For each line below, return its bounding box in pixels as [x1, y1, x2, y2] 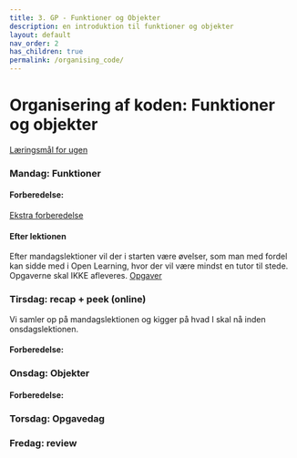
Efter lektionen [9, 230, 67, 241]
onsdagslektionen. [9, 323, 79, 334]
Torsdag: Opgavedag [9, 412, 105, 424]
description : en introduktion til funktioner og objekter [9, 22, 234, 31]
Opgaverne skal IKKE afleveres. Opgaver [9, 270, 162, 281]
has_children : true [9, 47, 84, 56]
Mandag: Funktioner [9, 167, 102, 179]
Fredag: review [9, 436, 77, 449]
